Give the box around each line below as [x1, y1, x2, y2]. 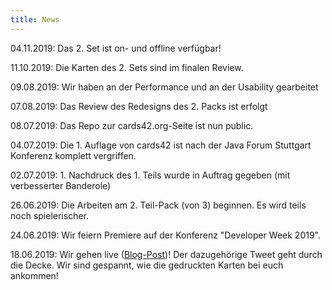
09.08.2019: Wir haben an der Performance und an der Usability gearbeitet [10, 81, 319, 93]
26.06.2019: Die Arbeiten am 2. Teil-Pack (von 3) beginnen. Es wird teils [10, 199, 307, 211]
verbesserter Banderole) [10, 179, 112, 191]
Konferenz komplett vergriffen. [10, 149, 137, 161]
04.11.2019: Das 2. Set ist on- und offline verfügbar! [10, 42, 222, 54]
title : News [10, 14, 60, 25]
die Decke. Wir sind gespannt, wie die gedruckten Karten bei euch [10, 259, 284, 271]
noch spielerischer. [10, 209, 90, 221]
